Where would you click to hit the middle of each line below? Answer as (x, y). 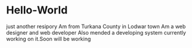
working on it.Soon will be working (49, 39)
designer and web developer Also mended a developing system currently (96, 32)
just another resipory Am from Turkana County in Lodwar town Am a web (96, 26)
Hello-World (37, 10)
